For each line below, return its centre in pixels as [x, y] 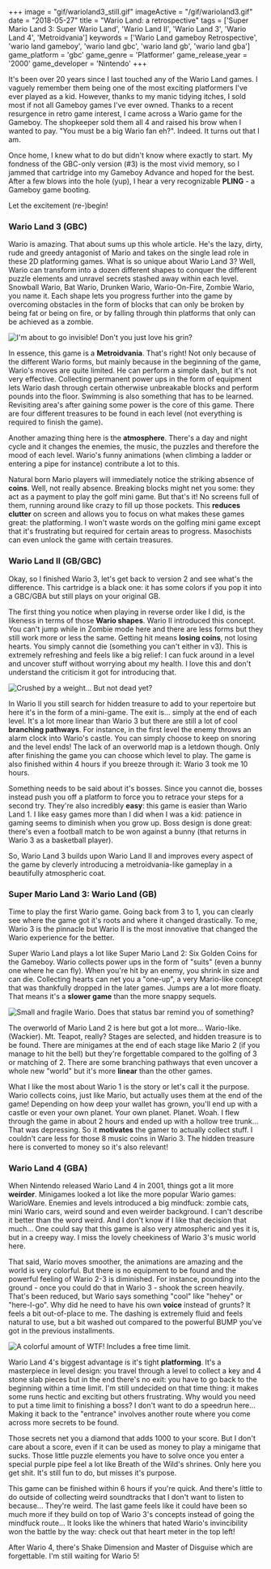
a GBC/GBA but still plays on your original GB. [85, 596]
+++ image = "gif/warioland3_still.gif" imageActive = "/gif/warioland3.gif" [131, 12]
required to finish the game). [56, 422]
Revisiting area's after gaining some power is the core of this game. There [131, 405]
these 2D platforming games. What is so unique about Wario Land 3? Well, [132, 261]
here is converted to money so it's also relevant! [88, 1147]
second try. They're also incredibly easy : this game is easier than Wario [128, 805]
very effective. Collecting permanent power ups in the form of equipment [130, 379]
